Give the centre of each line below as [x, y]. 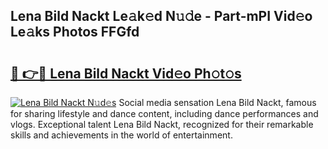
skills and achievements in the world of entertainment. [121, 135]
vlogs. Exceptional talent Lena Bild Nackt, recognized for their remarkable [162, 124]
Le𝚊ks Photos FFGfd [75, 32]
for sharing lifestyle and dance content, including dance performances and [164, 113]
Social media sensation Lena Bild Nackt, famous [217, 102]
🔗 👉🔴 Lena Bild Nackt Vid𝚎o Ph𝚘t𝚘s [126, 73]
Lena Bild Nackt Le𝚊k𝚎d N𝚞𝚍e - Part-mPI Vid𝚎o [161, 16]
